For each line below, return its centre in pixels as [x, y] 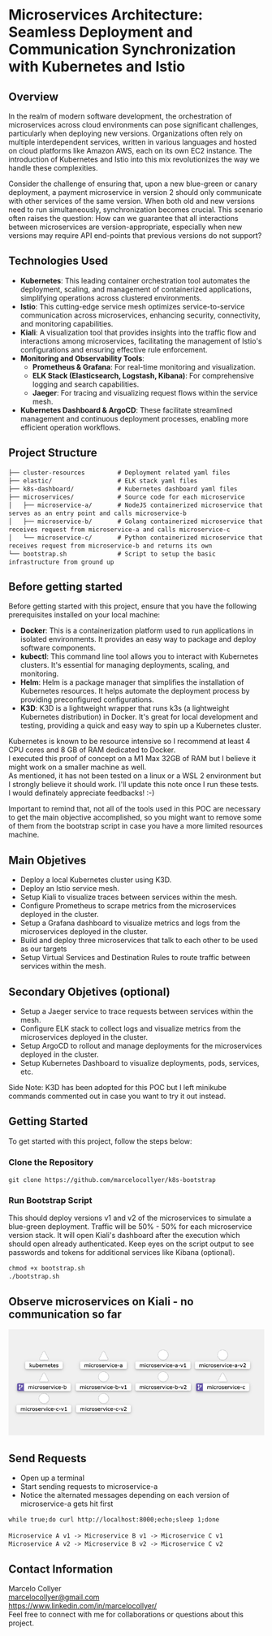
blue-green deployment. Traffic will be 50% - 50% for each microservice [131, 1227]
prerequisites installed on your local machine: [84, 615]
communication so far [65, 1314]
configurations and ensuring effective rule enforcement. [114, 349]
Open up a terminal [52, 1478]
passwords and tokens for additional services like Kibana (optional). [122, 1253]
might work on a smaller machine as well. [78, 767]
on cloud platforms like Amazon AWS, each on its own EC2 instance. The [130, 151]
